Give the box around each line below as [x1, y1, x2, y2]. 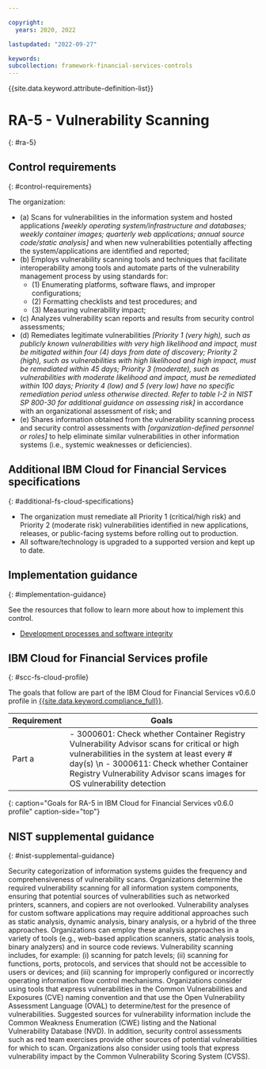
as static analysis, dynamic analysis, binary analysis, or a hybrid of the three [8, 917, 256, 926]
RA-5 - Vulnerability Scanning [8, 112, 210, 129]
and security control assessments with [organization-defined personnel [19, 423, 254, 432]
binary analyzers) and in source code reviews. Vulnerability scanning [8, 942, 234, 952]
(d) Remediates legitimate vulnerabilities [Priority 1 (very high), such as [19, 330, 251, 339]
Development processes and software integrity [19, 628, 173, 638]
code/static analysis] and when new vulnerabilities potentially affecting [19, 237, 253, 247]
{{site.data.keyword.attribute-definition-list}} [8, 84, 154, 94]
